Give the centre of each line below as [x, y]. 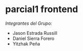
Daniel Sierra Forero [33, 38]
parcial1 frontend [42, 9]
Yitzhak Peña [26, 43]
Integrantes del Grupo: [29, 23]
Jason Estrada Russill [35, 33]
